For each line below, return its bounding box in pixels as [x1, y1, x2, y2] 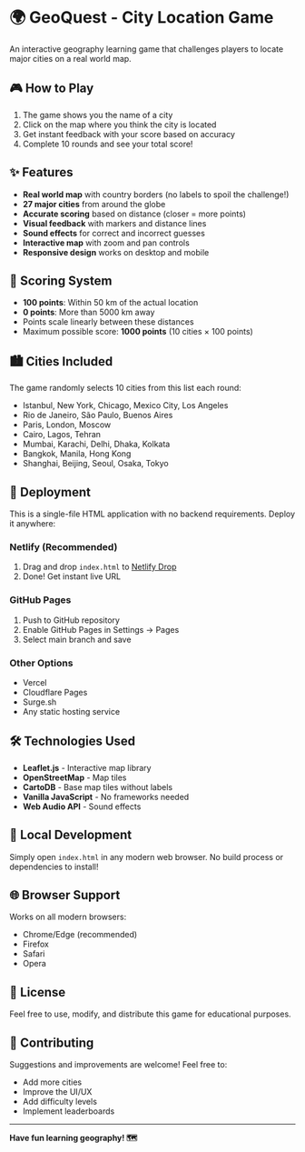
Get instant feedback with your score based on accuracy [22, 128, 236, 139]
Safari [22, 948, 45, 959]
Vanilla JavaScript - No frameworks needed [22, 791, 190, 802]
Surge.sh [22, 696, 57, 707]
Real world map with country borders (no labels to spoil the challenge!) [22, 188, 290, 200]
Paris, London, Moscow [22, 419, 112, 430]
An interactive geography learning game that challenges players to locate [9, 43, 284, 55]
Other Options [9, 656, 74, 669]
